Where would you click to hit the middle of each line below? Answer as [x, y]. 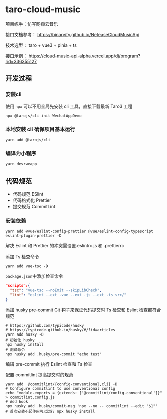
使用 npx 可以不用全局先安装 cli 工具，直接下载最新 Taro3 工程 [69, 106]
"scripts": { [18, 286]
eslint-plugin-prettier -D [33, 236]
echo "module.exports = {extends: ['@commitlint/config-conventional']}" [84, 393]
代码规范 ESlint [28, 194]
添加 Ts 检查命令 [22, 257]
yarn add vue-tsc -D [27, 266]
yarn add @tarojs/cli [28, 140]
